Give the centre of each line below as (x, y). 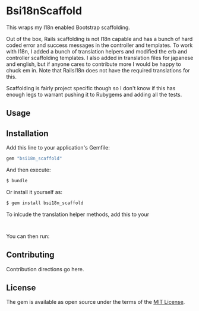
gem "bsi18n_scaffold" (34, 158)
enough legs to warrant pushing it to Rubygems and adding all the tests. (94, 94)
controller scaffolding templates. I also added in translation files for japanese (100, 58)
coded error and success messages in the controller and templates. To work (99, 45)
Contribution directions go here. (45, 269)
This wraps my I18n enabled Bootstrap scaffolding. (68, 27)
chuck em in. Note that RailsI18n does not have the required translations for (98, 70)
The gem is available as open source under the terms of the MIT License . (96, 302)
